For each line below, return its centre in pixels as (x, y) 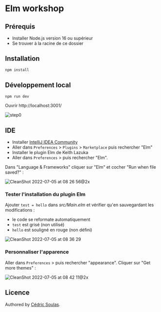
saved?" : (15, 172)
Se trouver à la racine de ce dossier (48, 43)
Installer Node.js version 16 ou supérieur (53, 38)
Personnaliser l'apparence (37, 252)
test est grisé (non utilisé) (38, 225)
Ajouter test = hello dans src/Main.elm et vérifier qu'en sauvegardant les (80, 205)
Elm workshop (35, 9)
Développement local (38, 85)
